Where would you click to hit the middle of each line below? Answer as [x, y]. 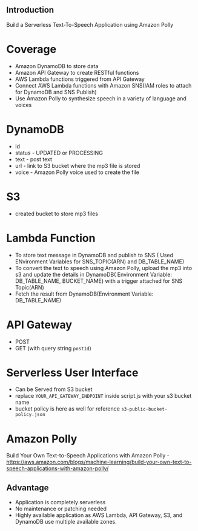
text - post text [34, 159]
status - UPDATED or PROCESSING [59, 153]
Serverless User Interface [72, 373]
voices [23, 105]
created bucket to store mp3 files [57, 213]
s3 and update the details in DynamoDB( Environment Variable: [94, 274]
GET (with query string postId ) [53, 348]
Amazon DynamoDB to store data [57, 66]
